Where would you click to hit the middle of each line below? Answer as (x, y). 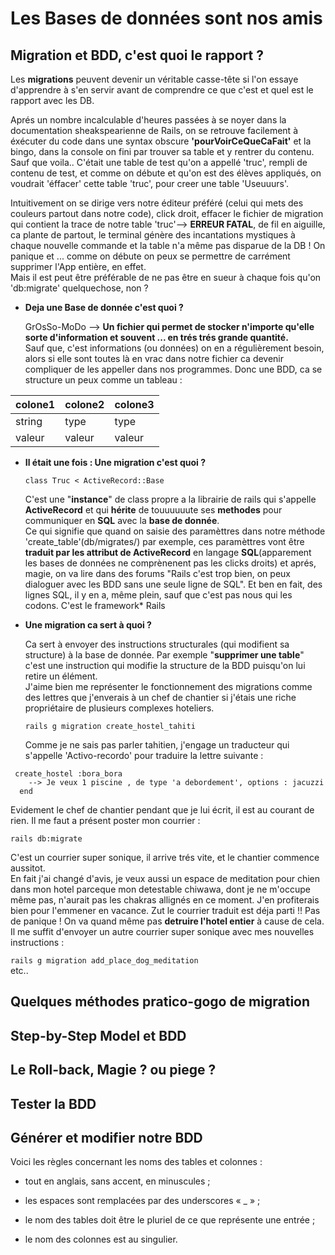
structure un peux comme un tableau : (103, 380)
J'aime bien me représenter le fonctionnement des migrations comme (168, 686)
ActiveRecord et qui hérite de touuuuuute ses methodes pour (153, 510)
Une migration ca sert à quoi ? (88, 625)
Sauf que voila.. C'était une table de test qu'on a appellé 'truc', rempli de (159, 162)
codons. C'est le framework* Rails (95, 605)
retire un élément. (61, 676)
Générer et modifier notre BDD (106, 1137)
